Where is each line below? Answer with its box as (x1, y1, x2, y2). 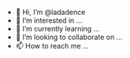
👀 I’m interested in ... (15, 16, 83, 25)
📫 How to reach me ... (15, 42, 89, 50)
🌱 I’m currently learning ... (15, 24, 100, 33)
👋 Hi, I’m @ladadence (15, 8, 86, 16)
